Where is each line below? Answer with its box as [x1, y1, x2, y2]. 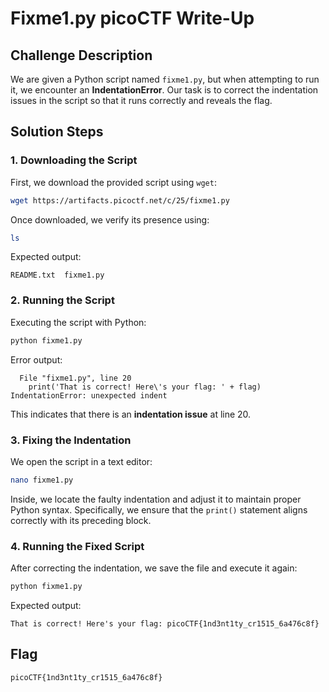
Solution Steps [10, 123, 104, 141]
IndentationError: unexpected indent [10, 390, 168, 401]
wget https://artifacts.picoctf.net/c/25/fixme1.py [10, 195, 230, 206]
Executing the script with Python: [10, 316, 147, 328]
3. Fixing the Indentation [10, 433, 132, 447]
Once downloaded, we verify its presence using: [10, 213, 210, 226]
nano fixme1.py [10, 475, 74, 485]
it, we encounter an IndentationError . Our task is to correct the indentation [10, 84, 319, 96]
